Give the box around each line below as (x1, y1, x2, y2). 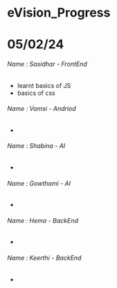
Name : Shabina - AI (7, 142, 66, 150)
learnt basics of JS (17, 81, 71, 89)
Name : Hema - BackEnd (7, 216, 78, 224)
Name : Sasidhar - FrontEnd (7, 60, 88, 68)
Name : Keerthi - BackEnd (7, 253, 82, 262)
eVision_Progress (7, 5, 111, 21)
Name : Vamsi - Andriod (7, 105, 76, 113)
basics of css (17, 89, 55, 97)
